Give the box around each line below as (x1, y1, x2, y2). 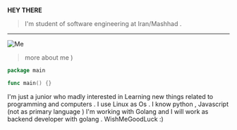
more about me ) (24, 53, 73, 62)
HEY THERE (7, 6, 42, 14)
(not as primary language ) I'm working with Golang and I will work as (7, 107, 209, 115)
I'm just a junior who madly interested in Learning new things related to (7, 92, 214, 100)
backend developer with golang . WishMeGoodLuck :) (7, 115, 164, 123)
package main (7, 67, 46, 74)
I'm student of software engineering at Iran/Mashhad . (24, 20, 182, 27)
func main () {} (7, 79, 52, 86)
